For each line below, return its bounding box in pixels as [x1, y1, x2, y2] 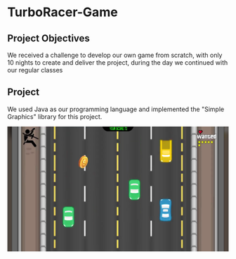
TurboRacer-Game [7, 4, 118, 20]
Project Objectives [7, 32, 90, 44]
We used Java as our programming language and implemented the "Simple [7, 105, 225, 113]
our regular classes [7, 66, 63, 74]
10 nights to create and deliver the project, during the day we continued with [7, 58, 228, 67]
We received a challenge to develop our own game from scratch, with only [7, 51, 223, 59]
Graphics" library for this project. [7, 112, 103, 120]
